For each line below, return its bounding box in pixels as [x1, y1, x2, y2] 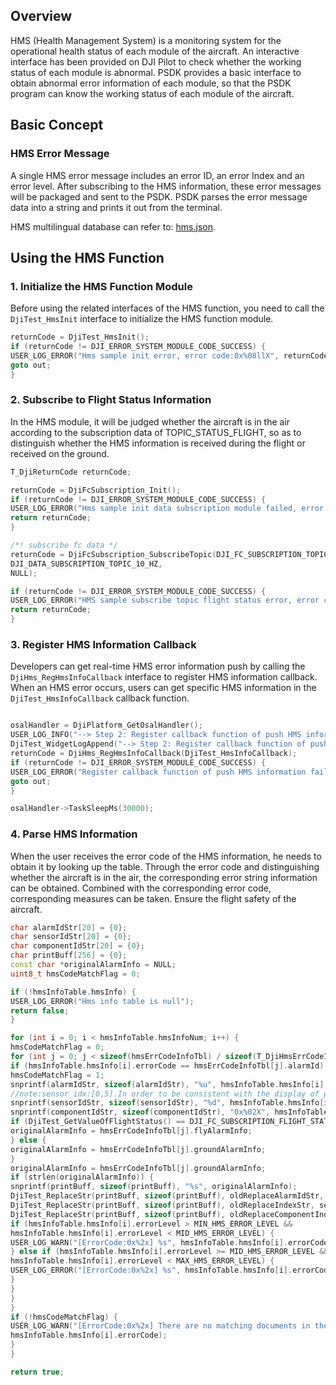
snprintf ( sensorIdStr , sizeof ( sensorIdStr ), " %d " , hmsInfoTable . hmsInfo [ [10, 1098, 325, 1108]
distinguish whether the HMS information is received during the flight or [10, 437, 306, 449]
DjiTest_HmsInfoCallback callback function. [10, 692, 190, 704]
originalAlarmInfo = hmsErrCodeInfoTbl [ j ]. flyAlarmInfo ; [10, 1126, 253, 1136]
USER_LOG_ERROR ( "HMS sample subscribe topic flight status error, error [10, 595, 320, 606]
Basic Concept [10, 117, 104, 134]
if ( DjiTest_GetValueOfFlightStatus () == [10, 1117, 186, 1127]
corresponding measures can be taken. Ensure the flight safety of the [10, 892, 297, 904]
